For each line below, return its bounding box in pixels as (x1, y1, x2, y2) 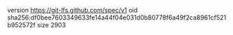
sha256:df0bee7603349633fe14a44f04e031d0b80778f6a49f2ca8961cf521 (7, 13, 227, 22)
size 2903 (36, 21, 67, 29)
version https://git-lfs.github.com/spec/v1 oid (7, 6, 138, 14)
